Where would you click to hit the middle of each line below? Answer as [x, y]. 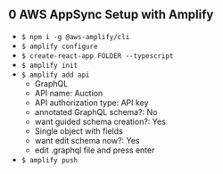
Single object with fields [79, 131]
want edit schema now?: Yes [87, 140]
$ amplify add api [55, 75]
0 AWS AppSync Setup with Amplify [111, 15]
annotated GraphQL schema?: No [96, 112]
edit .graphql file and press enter [95, 150]
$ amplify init [50, 65]
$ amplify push [50, 160]
